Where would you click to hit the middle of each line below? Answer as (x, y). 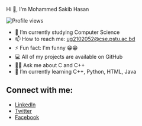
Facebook (27, 117)
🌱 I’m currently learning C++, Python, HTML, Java (75, 72)
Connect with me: (40, 90)
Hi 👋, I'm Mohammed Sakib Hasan (48, 9)
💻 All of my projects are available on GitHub (69, 57)
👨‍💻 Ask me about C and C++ (50, 65)
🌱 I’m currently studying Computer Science (67, 32)
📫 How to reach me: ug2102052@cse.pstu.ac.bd (75, 39)
